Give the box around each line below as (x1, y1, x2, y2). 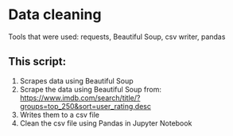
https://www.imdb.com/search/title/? (19, 93, 141, 103)
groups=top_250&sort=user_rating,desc (19, 101, 151, 111)
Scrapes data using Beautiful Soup (19, 76, 134, 85)
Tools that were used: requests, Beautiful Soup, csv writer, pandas (8, 32, 226, 41)
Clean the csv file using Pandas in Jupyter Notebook (19, 118, 192, 128)
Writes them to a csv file (19, 110, 99, 119)
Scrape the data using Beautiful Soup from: (19, 84, 161, 94)
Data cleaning (8, 6, 102, 24)
